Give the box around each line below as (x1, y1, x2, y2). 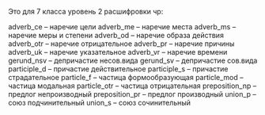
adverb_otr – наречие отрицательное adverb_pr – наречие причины (8, 39, 235, 48)
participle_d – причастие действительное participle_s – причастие (8, 64, 229, 74)
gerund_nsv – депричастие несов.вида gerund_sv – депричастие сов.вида (8, 56, 258, 65)
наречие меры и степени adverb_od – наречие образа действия (8, 31, 224, 40)
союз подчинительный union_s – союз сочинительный (8, 98, 191, 107)
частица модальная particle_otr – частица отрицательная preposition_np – (8, 81, 257, 90)
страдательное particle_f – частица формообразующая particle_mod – (8, 73, 244, 82)
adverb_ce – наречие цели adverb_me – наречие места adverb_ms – (8, 22, 237, 31)
